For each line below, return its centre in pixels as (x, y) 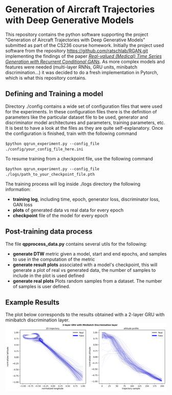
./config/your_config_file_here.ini (44, 149)
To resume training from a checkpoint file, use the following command (79, 158)
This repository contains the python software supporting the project (77, 34)
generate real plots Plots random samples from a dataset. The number (87, 281)
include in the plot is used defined (48, 275)
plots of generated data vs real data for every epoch (68, 210)
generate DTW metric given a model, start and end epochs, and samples (90, 253)
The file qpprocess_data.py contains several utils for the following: (76, 244)
